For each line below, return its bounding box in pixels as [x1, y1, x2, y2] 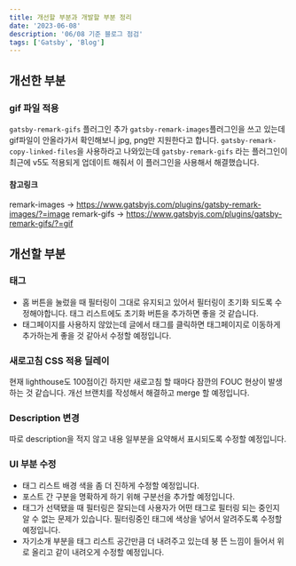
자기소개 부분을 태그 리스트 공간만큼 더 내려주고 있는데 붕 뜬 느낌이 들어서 [21, 535, 276, 546]
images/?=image [9, 209, 71, 219]
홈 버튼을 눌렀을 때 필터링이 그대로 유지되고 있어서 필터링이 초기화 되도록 [21, 297, 273, 307]
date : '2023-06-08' [9, 21, 82, 30]
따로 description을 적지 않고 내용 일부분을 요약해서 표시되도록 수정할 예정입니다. [9, 434, 286, 444]
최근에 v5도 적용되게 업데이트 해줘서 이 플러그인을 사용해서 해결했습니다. [9, 156, 260, 167]
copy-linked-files [9, 147, 77, 156]
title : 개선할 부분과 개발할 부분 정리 [9, 12, 132, 22]
